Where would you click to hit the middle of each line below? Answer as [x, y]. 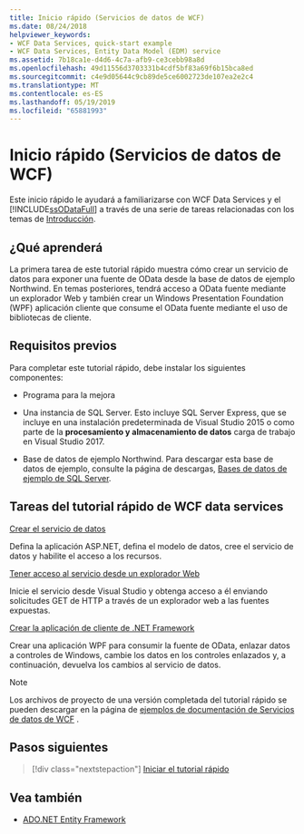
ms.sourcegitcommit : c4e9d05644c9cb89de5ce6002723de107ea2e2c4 [132, 77]
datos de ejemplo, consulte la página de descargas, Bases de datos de [155, 469]
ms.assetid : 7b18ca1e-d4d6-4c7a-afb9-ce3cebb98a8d [107, 60]
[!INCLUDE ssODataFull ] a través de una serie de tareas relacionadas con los [152, 209]
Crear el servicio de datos [58, 529]
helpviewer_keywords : [50, 34]
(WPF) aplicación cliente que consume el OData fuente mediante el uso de [149, 308]
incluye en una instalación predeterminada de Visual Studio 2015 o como [158, 422]
